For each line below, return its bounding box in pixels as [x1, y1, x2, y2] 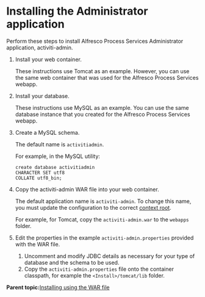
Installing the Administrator [6, 4, 148, 18]
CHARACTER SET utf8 [15, 170, 65, 176]
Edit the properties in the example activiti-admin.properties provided [15, 234, 194, 242]
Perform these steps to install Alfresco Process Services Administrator [6, 37, 184, 45]
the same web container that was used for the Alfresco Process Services [15, 74, 199, 81]
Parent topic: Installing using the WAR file [6, 284, 110, 291]
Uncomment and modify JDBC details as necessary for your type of [24, 252, 195, 260]
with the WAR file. [15, 240, 60, 248]
